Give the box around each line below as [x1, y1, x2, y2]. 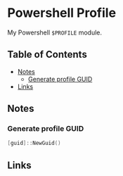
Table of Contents [7, 49, 88, 61]
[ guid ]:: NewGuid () [7, 139, 61, 147]
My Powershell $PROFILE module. [7, 28, 103, 37]
